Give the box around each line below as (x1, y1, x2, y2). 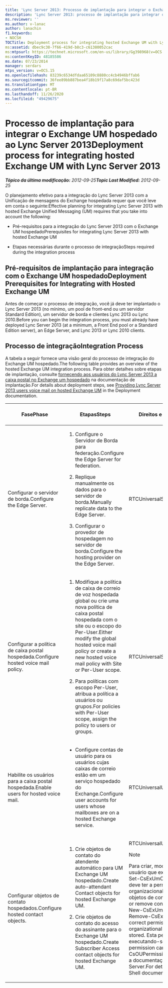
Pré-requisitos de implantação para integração (5, 263, 154, 272)
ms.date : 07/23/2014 (5, 59, 48, 64)
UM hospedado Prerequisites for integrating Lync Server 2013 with (12, 229, 149, 235)
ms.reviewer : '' (5, 17, 39, 22)
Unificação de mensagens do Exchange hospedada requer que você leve (5, 198, 156, 204)
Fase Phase (21, 411, 48, 418)
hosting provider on (74, 554, 121, 561)
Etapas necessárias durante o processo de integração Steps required (12, 244, 154, 250)
